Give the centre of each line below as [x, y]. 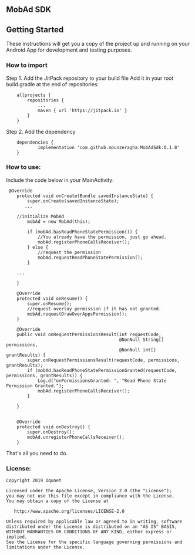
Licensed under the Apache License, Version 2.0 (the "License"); [89, 491]
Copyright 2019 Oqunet [34, 480]
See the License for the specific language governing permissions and [94, 542]
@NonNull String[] [142, 340]
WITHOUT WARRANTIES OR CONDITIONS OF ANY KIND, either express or [89, 532]
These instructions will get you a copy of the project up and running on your [98, 44]
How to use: [23, 167]
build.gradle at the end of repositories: [52, 84]
